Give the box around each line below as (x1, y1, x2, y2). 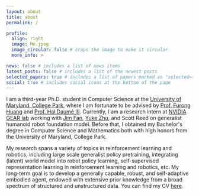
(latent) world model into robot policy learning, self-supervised (6, 157, 159, 164)
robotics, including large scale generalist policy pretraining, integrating (6, 151, 179, 158)
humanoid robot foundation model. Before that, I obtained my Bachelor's (6, 121, 183, 128)
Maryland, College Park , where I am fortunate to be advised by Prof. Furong (6, 102, 191, 109)
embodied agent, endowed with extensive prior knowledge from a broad (6, 176, 182, 183)
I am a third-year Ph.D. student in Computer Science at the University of (6, 96, 182, 103)
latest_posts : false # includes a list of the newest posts (6, 69, 158, 74)
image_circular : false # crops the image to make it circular (11, 47, 168, 53)
